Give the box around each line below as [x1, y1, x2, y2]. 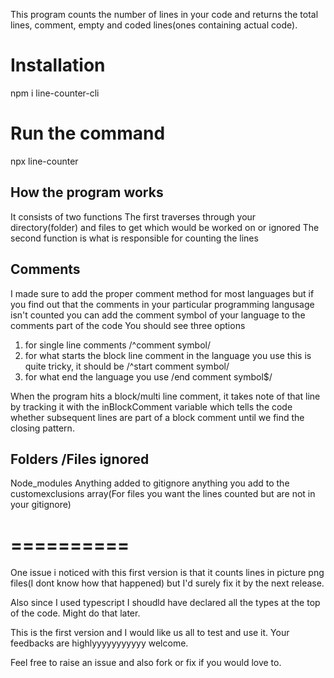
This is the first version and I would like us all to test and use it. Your [10, 627, 290, 639]
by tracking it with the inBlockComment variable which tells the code [10, 400, 293, 413]
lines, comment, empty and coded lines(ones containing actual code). [10, 19, 298, 31]
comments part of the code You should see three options [10, 319, 246, 331]
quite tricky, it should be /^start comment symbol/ [24, 360, 230, 372]
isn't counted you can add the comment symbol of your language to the [10, 309, 306, 321]
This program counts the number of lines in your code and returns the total [10, 9, 319, 20]
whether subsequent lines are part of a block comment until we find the [10, 411, 305, 423]
